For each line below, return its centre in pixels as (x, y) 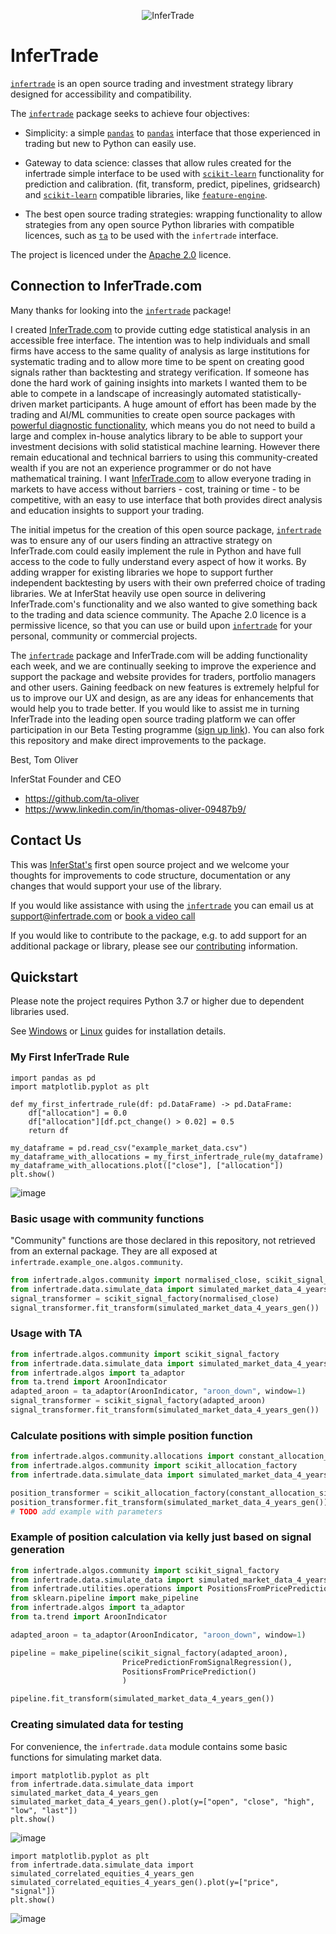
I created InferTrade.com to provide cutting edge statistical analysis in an (160, 329)
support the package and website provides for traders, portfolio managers (163, 676)
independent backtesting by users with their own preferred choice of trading (168, 582)
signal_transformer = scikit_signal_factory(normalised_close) (145, 1298)
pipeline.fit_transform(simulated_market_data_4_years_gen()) (142, 1699)
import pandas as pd (53, 1078)
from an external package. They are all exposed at (114, 1251)
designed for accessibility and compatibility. (101, 94)
